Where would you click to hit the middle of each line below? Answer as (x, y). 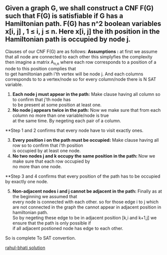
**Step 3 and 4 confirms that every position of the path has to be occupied (83, 176)
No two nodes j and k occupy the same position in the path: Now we (84, 156)
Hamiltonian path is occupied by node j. (68, 39)
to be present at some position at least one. (57, 105)
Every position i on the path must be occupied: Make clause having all (85, 140)
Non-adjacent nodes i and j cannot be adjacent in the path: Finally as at (87, 191)
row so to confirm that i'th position (48, 145)
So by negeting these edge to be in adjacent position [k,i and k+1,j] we (84, 218)
